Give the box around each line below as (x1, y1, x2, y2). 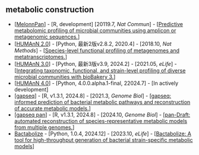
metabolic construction (5, 5, 94, 15)
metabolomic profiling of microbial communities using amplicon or (14, 27, 176, 34)
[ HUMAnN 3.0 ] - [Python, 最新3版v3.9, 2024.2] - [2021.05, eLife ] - (14, 60, 177, 67)
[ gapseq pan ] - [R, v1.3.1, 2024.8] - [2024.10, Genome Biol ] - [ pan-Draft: (14, 111, 191, 118)
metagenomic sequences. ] (14, 33, 80, 40)
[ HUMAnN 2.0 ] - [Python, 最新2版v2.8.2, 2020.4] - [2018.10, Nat (14, 40, 172, 47)
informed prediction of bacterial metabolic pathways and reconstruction (14, 98, 191, 106)
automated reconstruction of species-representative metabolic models (14, 117, 188, 124)
